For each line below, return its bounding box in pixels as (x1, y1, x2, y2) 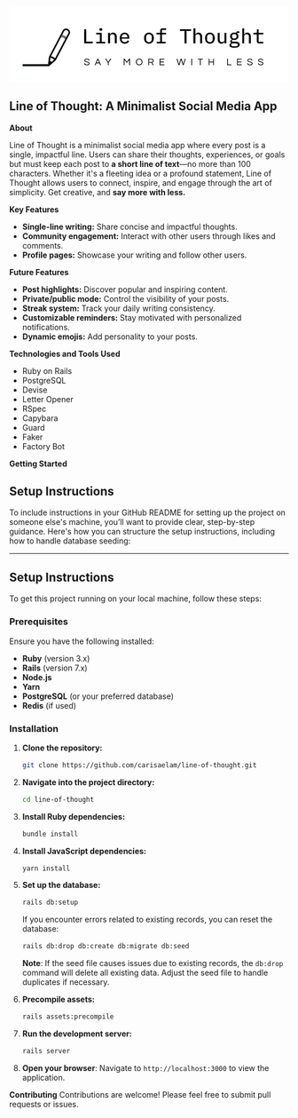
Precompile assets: (21, 994, 95, 1005)
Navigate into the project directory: (21, 776, 155, 788)
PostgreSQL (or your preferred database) (21, 691, 175, 702)
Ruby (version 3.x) (21, 653, 90, 663)
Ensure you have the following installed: (9, 636, 155, 646)
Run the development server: (21, 1028, 133, 1039)
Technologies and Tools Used (9, 348, 121, 359)
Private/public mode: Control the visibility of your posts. (21, 293, 230, 304)
